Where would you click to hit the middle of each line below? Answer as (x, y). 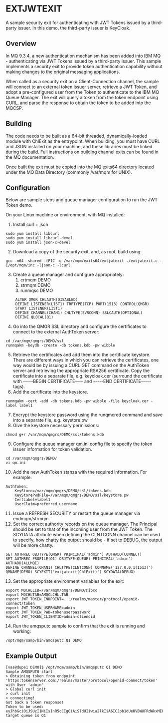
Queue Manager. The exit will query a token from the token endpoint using (82, 97)
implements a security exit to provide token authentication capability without (84, 66)
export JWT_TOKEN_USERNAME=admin (40, 608)
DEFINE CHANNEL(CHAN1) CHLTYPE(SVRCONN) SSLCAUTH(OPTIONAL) (79, 313)
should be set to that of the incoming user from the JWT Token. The (83, 529)
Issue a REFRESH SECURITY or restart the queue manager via (76, 513)
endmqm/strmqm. (31, 519)
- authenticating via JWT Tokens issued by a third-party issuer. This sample (84, 61)
